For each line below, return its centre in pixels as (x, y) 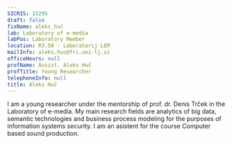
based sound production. (43, 134)
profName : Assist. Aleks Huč (49, 65)
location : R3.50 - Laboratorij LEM (59, 46)
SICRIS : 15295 (28, 13)
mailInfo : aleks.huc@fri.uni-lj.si (59, 53)
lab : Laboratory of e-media (48, 33)
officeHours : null (34, 59)
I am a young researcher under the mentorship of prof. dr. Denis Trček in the (116, 104)
